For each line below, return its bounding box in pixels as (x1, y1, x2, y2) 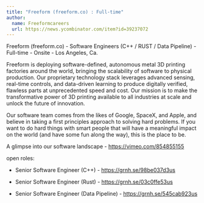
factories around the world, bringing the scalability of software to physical (6, 68, 192, 75)
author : (6, 15, 26, 21)
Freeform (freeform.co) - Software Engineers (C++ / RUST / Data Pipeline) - (6, 43, 197, 50)
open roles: (6, 155, 35, 162)
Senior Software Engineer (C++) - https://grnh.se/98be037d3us (15, 166, 175, 174)
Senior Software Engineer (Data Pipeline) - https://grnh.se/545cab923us (15, 190, 198, 198)
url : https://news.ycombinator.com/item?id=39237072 (12, 26, 149, 32)
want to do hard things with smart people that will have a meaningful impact (6, 124, 197, 132)
